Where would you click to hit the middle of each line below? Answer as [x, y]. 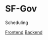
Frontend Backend [24, 32]
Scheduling [17, 22]
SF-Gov [21, 9]
